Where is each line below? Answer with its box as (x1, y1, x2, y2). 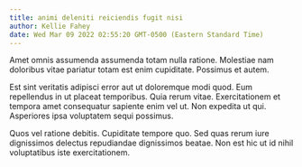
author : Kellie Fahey (9, 22, 91, 31)
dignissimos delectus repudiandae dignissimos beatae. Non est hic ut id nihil (9, 137, 294, 149)
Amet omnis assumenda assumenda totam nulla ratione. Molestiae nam (9, 55, 275, 66)
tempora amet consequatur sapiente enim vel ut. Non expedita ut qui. (9, 101, 267, 112)
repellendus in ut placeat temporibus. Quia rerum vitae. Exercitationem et (9, 91, 281, 102)
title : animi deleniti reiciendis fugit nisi (9, 13, 183, 23)
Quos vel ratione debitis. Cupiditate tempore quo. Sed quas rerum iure (9, 128, 270, 139)
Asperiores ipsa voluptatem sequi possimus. (9, 110, 174, 122)
